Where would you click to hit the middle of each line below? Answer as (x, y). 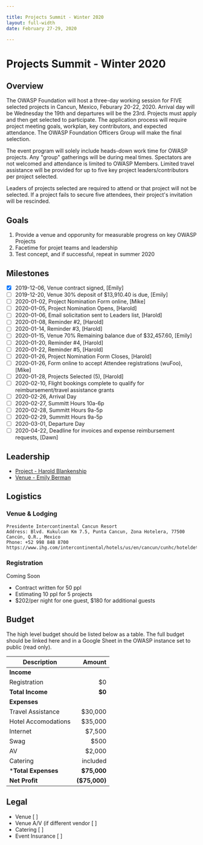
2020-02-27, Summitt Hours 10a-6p (60, 403)
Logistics (24, 496)
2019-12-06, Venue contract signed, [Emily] (69, 288)
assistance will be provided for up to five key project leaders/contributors (98, 170)
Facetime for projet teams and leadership (66, 248)
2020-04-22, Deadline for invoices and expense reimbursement (95, 431)
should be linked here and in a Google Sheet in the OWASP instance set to (98, 640)
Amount (95, 662)
